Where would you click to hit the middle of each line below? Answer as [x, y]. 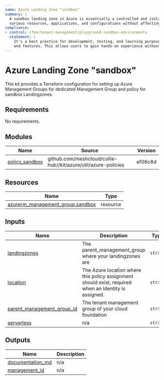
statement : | [23, 37]
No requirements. [23, 121]
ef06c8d [146, 162]
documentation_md [30, 362]
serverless [20, 323]
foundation [95, 315]
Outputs [18, 340]
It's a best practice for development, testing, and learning [78, 42]
